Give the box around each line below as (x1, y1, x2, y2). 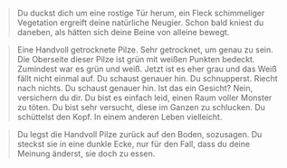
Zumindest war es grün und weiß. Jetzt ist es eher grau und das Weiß (16, 63, 277, 74)
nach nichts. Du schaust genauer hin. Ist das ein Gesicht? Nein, (16, 83, 254, 93)
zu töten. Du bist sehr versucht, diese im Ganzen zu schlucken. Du (16, 102, 266, 112)
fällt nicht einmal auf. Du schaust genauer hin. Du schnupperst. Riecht (16, 73, 278, 84)
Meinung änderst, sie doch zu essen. (16, 148, 156, 159)
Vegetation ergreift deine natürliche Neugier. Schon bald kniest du (16, 17, 264, 28)
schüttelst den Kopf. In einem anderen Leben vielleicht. (16, 112, 223, 122)
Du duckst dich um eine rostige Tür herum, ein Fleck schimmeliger (16, 8, 265, 18)
